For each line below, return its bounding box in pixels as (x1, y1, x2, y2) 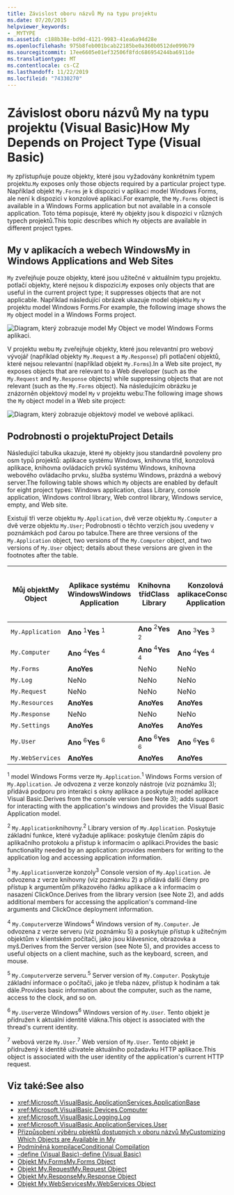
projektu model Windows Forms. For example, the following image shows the (7, 303, 226, 312)
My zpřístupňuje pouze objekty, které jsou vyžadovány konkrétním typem (7, 172, 215, 181)
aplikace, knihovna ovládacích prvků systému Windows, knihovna (7, 464, 196, 472)
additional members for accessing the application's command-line (7, 897, 197, 905)
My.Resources (10, 699, 54, 706)
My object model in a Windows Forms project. (7, 310, 136, 319)
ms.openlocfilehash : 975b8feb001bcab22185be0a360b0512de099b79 (7, 42, 195, 49)
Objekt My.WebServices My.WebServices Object (17, 1180, 156, 1188)
